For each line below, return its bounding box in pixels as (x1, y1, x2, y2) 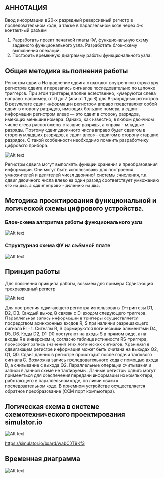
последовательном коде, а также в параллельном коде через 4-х (5, 22, 143, 28)
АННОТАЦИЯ (5, 4, 47, 12)
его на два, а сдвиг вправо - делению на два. (5, 182, 100, 188)
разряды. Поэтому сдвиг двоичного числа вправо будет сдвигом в (5, 127, 146, 133)
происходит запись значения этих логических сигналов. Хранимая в (5, 341, 150, 347)
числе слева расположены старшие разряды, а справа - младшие (5, 121, 144, 127)
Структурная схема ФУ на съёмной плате (5, 242, 111, 249)
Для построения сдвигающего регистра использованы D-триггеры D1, (5, 305, 154, 311)
